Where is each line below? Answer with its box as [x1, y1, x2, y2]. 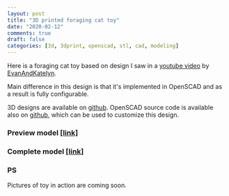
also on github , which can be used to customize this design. [7, 111, 180, 119]
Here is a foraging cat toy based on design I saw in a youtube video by [7, 62, 210, 70]
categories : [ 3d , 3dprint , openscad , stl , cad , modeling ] [7, 42, 179, 49]
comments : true [7, 29, 52, 37]
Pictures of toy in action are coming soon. [7, 181, 127, 190]
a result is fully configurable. [7, 90, 89, 98]
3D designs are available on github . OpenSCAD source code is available [7, 104, 214, 111]
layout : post [7, 10, 45, 17]
